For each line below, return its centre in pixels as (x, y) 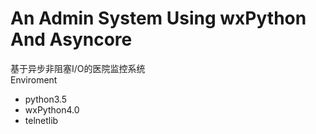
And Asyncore (71, 39)
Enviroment (34, 79)
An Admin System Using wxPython (158, 18)
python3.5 (46, 99)
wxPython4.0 (52, 109)
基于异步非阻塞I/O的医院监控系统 (78, 68)
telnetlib (41, 120)
